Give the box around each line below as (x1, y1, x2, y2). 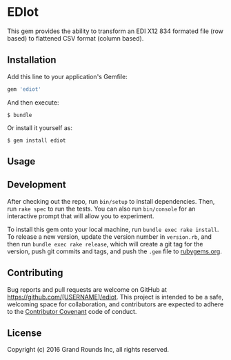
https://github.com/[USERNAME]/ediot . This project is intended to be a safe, (7, 293, 224, 301)
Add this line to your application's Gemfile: (7, 72, 128, 81)
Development (7, 179, 67, 191)
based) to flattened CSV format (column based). (7, 34, 144, 42)
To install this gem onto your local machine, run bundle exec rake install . (7, 225, 219, 233)
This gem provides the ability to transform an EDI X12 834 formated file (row (7, 27, 224, 35)
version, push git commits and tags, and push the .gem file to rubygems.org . (7, 247, 223, 255)
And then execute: (7, 98, 59, 107)
